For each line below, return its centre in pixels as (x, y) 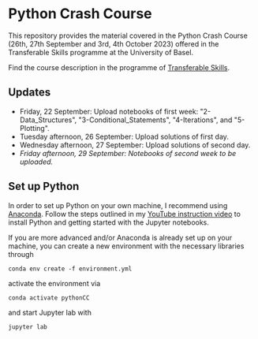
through (21, 254)
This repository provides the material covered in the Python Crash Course (128, 35)
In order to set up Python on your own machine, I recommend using (118, 205)
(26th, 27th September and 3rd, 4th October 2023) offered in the (114, 43)
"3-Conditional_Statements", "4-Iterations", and (155, 120)
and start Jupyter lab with (50, 312)
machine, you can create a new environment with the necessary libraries (126, 246)
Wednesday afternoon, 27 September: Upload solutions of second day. (135, 145)
